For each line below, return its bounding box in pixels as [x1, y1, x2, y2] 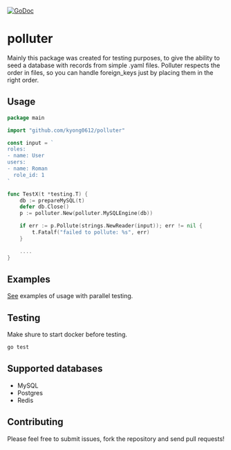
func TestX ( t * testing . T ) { [7, 191, 89, 198]
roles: [7, 146, 26, 153]
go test [7, 344, 30, 351]
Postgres [17, 388, 44, 397]
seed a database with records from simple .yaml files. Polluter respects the [7, 61, 221, 69]
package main [7, 114, 45, 121]
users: [7, 159, 26, 166]
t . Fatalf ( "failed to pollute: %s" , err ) [32, 229, 150, 236]
